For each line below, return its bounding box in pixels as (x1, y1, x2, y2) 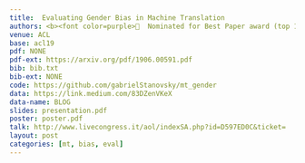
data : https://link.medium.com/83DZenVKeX (9, 89, 172, 98)
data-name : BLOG (9, 97, 71, 107)
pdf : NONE (9, 47, 47, 56)
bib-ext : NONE (9, 72, 64, 81)
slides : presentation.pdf (9, 106, 107, 115)
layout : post (9, 131, 59, 140)
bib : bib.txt (9, 64, 59, 73)
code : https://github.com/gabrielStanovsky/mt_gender (9, 81, 218, 90)
